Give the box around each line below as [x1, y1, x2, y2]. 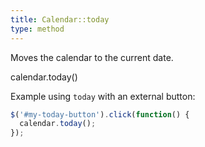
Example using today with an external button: [10, 90, 196, 102]
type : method [10, 24, 65, 34]
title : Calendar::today [10, 14, 110, 25]
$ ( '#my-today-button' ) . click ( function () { [10, 109, 190, 120]
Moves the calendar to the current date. [10, 51, 174, 63]
